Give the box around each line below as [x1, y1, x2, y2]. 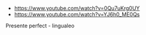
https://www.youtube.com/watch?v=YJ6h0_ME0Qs [14, 11, 140, 18]
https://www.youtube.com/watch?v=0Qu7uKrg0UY [14, 5, 140, 12]
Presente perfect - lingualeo [5, 22, 75, 29]
